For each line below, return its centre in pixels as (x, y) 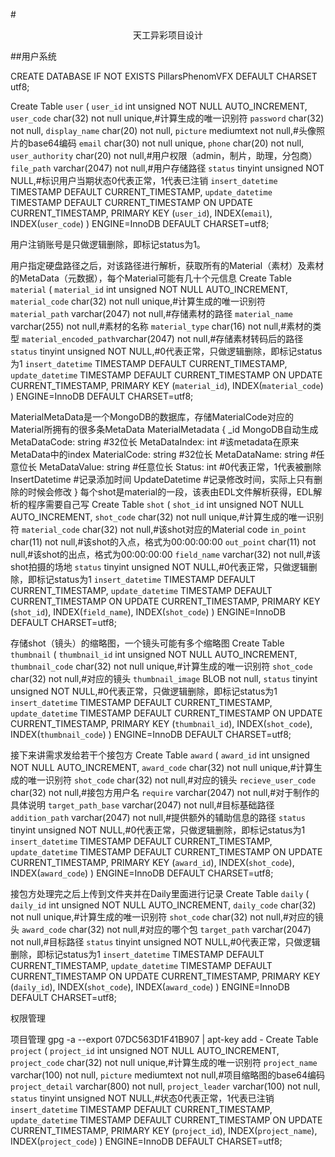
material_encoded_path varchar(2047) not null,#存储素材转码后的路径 (162, 338)
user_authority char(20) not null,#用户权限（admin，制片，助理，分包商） (164, 155)
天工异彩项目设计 (168, 35)
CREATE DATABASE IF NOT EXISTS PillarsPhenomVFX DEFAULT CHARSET (164, 76)
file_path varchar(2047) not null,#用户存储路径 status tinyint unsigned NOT (167, 168)
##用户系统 (33, 56)
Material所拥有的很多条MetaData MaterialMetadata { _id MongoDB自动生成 (164, 429)
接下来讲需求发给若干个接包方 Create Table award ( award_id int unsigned (160, 755)
